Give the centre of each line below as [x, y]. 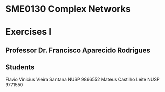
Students [20, 68]
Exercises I [29, 32]
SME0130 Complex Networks [68, 9]
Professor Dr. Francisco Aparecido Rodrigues [78, 50]
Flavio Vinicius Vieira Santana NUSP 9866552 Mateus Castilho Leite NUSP [82, 79]
